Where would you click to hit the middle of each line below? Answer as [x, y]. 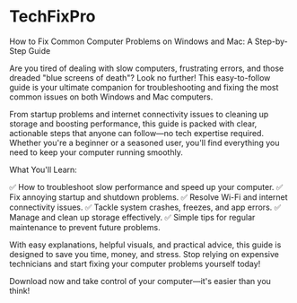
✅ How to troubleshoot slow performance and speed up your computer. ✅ [146, 186]
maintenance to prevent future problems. [85, 227]
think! [20, 290]
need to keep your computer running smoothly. [96, 152]
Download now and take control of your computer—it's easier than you [140, 281]
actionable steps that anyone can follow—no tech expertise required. [137, 133]
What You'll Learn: [44, 169]
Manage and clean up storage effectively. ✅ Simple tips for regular [132, 217]
